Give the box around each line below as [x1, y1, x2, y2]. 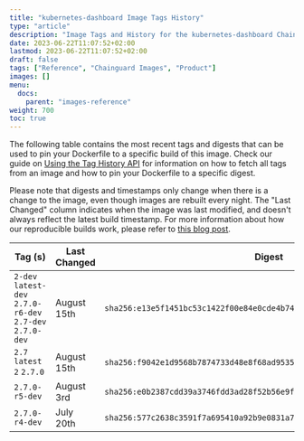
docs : [17, 89, 39, 98]
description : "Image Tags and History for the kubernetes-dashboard [9, 30, 273, 39]
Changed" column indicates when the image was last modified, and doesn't [9, 204, 291, 215]
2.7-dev [14, 317, 47, 327]
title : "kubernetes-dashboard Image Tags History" [9, 13, 204, 23]
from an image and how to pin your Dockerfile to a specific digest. [9, 168, 256, 179]
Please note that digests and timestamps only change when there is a [9, 185, 269, 196]
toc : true [9, 114, 47, 123]
